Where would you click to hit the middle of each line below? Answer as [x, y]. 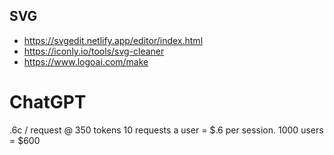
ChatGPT [48, 102]
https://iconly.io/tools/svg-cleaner [94, 51]
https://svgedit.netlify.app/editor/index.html [113, 40]
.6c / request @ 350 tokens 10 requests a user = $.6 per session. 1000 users [166, 130]
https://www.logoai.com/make [86, 61]
